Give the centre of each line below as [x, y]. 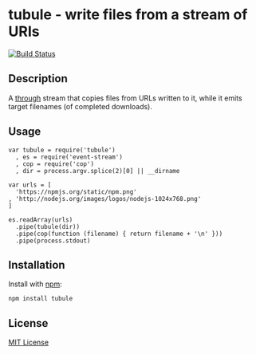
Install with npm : [35, 284]
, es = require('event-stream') [69, 157]
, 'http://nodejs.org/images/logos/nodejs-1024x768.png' [105, 199]
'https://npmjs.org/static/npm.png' [76, 192]
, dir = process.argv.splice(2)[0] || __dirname [98, 171]
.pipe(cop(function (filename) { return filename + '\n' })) [119, 234]
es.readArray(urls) [41, 220]
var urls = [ [30, 185]
